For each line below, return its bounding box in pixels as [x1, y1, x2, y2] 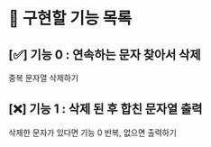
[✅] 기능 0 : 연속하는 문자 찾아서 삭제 [8, 47, 201, 62]
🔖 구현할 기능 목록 [8, 8, 133, 29]
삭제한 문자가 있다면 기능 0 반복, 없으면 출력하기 [8, 127, 178, 138]
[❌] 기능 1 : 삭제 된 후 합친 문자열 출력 [8, 101, 203, 117]
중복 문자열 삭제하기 [8, 73, 78, 83]
